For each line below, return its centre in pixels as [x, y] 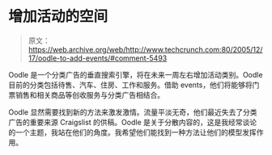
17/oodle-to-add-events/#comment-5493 [98, 58]
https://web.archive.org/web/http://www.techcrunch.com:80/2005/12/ [145, 49]
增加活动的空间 [58, 17]
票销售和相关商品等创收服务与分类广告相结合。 [86, 94]
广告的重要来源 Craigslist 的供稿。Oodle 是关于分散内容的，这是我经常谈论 [133, 122]
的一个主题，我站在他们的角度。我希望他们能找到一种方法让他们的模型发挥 [132, 132]
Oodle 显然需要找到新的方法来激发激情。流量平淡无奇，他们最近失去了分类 [133, 112]
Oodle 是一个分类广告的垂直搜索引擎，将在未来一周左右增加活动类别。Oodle [136, 74]
